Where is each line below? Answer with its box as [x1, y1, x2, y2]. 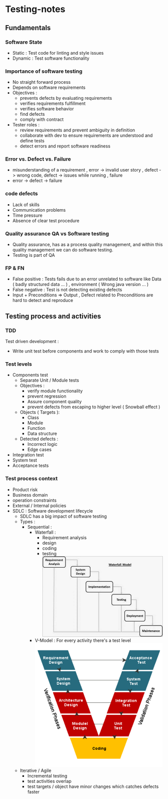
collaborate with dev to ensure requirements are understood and [19, 132, 153, 138]
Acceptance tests [12, 462, 49, 468]
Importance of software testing [5, 68, 82, 75]
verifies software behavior [19, 106, 74, 112]
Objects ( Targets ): [19, 409, 60, 415]
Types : [19, 518, 35, 525]
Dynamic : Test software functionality [12, 55, 89, 61]
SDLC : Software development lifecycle [12, 508, 93, 514]
